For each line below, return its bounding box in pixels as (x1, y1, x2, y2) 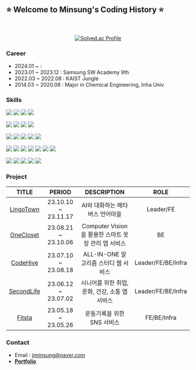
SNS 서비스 (89, 318, 120, 326)
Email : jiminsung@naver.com (14, 352, 86, 358)
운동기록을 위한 (85, 309, 125, 317)
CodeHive (10, 258, 38, 266)
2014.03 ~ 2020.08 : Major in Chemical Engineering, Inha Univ (14, 81, 164, 88)
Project (6, 173, 27, 181)
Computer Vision (81, 222, 128, 230)
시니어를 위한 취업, (80, 279, 129, 287)
